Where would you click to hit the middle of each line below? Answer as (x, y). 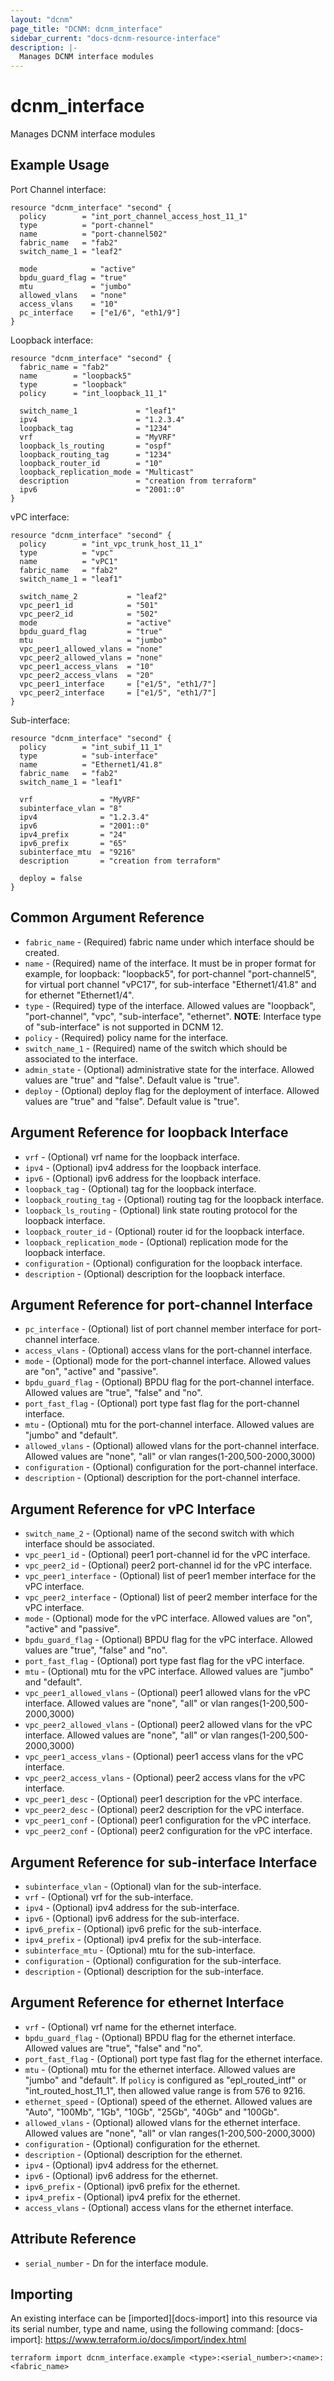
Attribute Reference (73, 2239)
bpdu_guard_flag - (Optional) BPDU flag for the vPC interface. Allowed (168, 1640)
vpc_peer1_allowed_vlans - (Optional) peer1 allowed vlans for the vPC (167, 1693)
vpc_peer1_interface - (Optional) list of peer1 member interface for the (170, 1576)
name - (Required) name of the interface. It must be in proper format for (170, 963)
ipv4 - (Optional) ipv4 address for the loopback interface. (143, 1167)
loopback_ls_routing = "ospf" (95, 446)
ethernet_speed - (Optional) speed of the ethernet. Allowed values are (168, 2101)
